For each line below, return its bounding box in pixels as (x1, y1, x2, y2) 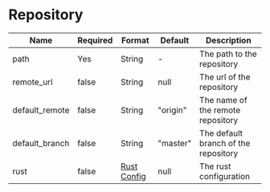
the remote (199, 104, 241, 116)
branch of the (199, 137, 251, 149)
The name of (199, 94, 247, 105)
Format (121, 35, 150, 46)
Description (205, 35, 252, 46)
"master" (157, 137, 192, 149)
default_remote (12, 104, 70, 116)
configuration (199, 170, 251, 182)
